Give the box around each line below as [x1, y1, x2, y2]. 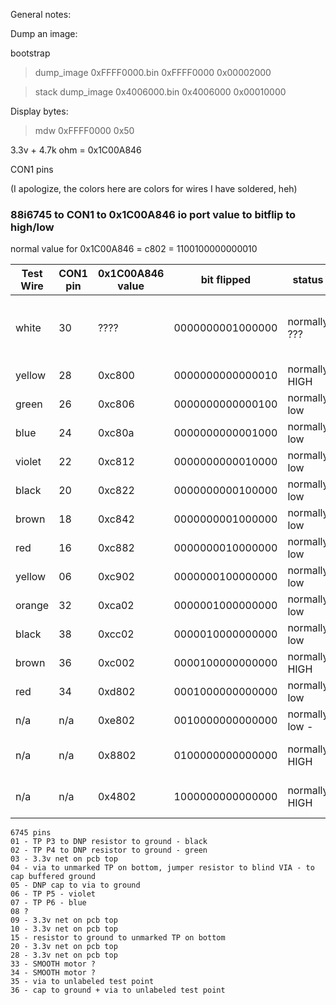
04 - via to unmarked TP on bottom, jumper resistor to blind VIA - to [10, 863, 315, 873]
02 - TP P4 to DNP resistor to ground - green [10, 845, 208, 856]
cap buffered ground [10, 872, 97, 882]
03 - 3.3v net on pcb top [10, 854, 118, 864]
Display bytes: [10, 105, 69, 117]
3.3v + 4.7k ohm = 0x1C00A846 [10, 144, 142, 156]
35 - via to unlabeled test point [10, 977, 155, 987]
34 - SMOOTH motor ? [10, 968, 97, 978]
